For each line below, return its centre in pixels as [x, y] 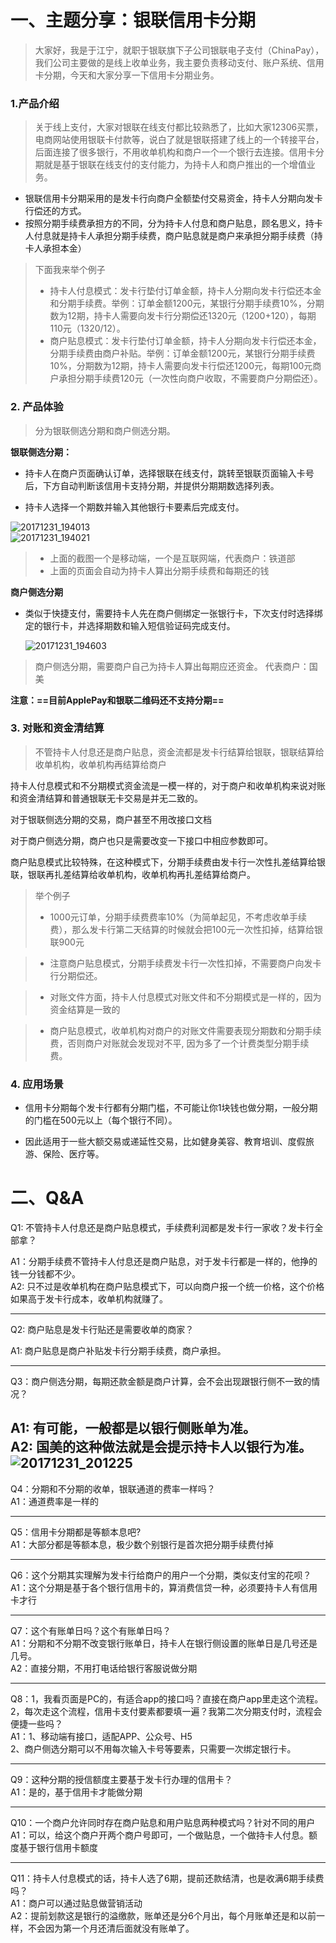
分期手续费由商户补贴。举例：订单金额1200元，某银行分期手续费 [182, 353]
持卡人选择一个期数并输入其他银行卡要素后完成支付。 [134, 507]
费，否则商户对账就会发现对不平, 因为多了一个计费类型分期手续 [179, 1043]
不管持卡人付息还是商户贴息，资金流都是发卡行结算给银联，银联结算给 [179, 752]
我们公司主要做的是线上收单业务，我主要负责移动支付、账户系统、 [170, 62]
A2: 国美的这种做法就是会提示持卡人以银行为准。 [161, 1447]
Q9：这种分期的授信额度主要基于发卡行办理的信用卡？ [121, 1779]
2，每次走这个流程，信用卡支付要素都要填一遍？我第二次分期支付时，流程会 [166, 1711]
